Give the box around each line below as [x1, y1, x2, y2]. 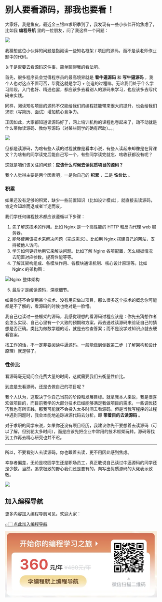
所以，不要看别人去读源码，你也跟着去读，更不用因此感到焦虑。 [5, 449, 132, 455]
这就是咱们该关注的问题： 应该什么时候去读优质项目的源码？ [5, 162, 123, 168]
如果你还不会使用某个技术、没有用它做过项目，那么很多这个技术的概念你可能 [5, 297, 157, 303]
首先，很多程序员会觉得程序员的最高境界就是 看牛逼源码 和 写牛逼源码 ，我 [5, 74, 153, 80]
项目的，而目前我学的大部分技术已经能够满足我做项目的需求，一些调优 [13, 400, 153, 406]
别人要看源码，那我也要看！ [5, 4, 115, 15]
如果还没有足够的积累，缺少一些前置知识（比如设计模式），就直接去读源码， [5, 197, 155, 203]
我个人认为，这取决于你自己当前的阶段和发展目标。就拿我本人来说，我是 [5, 394, 148, 400]
